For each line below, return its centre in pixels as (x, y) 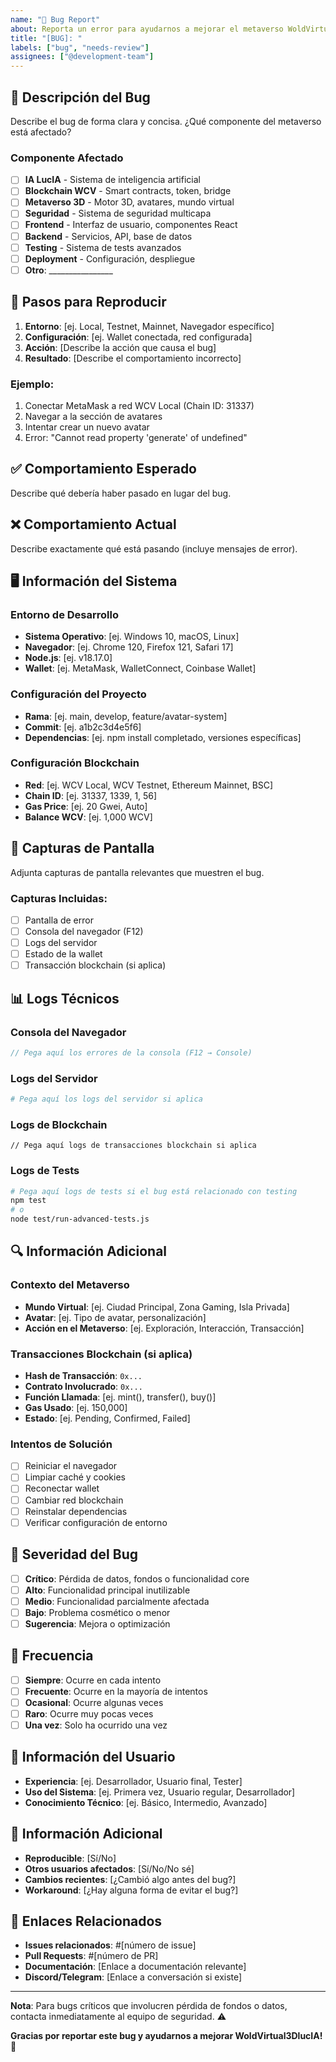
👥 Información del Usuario (93, 1757)
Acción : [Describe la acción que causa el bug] (120, 347)
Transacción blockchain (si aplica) (95, 965)
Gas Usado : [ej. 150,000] (76, 1408)
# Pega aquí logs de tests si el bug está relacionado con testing (154, 1191)
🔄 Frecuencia (52, 1656)
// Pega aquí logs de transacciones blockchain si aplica (133, 1146)
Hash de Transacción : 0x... (83, 1376)
